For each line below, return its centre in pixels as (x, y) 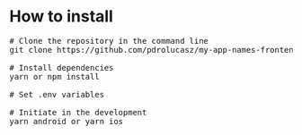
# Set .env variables (57, 94)
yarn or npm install (55, 76)
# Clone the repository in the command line (109, 41)
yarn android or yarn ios (67, 121)
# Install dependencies (62, 67)
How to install (62, 17)
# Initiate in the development (78, 112)
